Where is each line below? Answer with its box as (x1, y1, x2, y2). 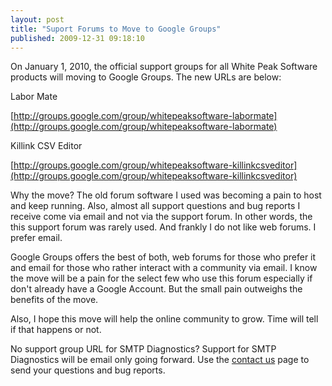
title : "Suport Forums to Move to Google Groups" (10, 24, 222, 34)
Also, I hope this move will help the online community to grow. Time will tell (10, 313, 319, 325)
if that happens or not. (10, 324, 102, 336)
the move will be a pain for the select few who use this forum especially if (10, 272, 313, 285)
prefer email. (10, 232, 63, 244)
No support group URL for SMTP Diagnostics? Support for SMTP (10, 343, 277, 355)
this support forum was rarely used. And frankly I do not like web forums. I (10, 221, 317, 233)
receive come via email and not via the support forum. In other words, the (10, 211, 313, 223)
